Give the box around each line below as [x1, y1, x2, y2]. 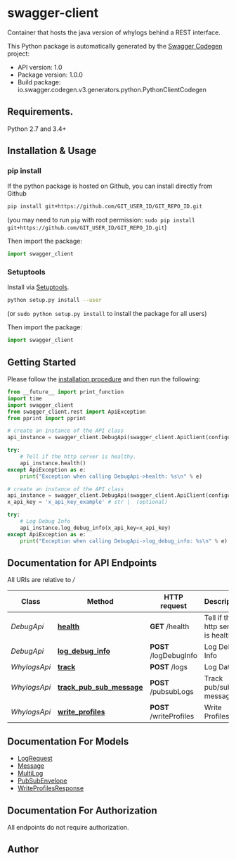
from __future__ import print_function [7, 388, 124, 396]
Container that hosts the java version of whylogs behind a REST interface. [7, 28, 221, 37]
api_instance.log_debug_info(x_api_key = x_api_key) [20, 524, 171, 531]
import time [7, 395, 42, 402]
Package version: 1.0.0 [17, 70, 83, 79]
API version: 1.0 [17, 63, 63, 71]
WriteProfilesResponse [17, 784, 84, 792]
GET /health [150, 621, 190, 631]
